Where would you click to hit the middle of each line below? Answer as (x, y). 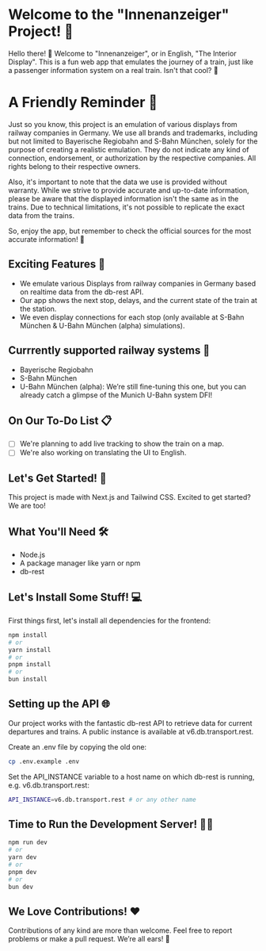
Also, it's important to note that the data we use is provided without (118, 182)
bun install (28, 680)
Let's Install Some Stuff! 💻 (75, 598)
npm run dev (28, 842)
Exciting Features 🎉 (57, 265)
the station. (38, 309)
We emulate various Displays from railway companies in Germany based (138, 283)
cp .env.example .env (44, 761)
